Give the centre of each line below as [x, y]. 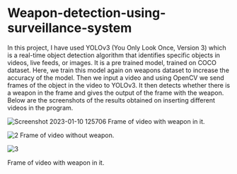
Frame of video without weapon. [67, 135]
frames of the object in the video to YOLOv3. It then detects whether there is [119, 85]
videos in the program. [40, 108]
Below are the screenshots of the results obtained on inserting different [111, 100]
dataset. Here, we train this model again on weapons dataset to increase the [118, 70]
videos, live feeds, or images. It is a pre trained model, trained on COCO [112, 62]
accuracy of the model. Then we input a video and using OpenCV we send [116, 77]
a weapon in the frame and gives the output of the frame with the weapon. [116, 93]
